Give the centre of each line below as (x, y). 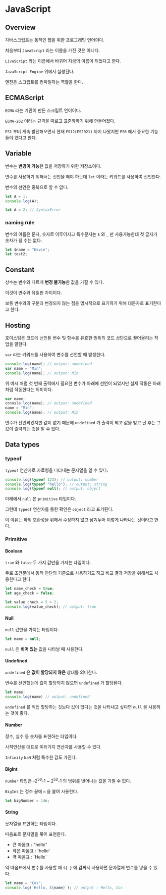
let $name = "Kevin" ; (28, 249)
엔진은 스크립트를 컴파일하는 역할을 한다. (44, 82)
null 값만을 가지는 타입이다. (32, 630)
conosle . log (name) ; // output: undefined (49, 403)
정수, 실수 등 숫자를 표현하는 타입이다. (41, 737)
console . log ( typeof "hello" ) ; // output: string (56, 484)
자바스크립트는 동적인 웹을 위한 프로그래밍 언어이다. (55, 40)
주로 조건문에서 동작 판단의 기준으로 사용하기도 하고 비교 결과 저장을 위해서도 (79, 573)
